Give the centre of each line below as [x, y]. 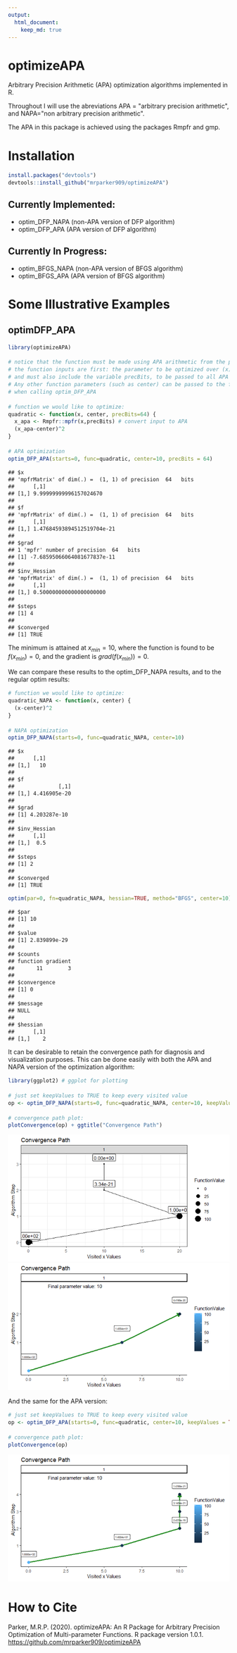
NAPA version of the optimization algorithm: [71, 1067]
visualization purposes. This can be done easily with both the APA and [110, 1060]
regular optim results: [39, 679]
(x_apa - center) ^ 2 [40, 429]
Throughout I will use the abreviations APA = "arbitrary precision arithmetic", [118, 106]
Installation [41, 156]
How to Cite [43, 1607]
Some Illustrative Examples [89, 304]
